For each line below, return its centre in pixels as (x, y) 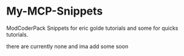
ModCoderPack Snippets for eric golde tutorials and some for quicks (92, 28)
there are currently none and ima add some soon (67, 46)
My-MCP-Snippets (55, 11)
